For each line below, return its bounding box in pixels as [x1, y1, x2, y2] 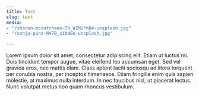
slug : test [6, 14, 33, 20]
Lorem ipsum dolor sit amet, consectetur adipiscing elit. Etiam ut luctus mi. [6, 52, 189, 59]
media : [6, 19, 23, 25]
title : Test [6, 8, 36, 15]
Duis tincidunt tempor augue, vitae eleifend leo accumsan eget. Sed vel [6, 58, 181, 65]
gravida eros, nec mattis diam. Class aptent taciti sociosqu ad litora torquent [6, 64, 192, 71]
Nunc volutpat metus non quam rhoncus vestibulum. [6, 83, 135, 90]
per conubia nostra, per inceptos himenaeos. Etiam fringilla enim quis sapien [6, 71, 194, 78]
